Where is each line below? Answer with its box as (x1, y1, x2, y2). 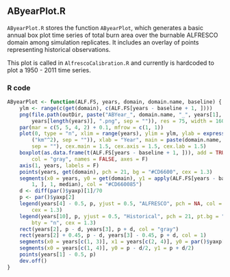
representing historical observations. (7, 45, 111, 53)
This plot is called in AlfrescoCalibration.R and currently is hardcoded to (7, 58, 214, 67)
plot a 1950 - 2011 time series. (7, 66, 91, 74)
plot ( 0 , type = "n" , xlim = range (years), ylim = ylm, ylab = (19, 130, 201, 137)
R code (7, 83, 31, 92)
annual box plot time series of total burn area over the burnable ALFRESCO (7, 31, 218, 39)
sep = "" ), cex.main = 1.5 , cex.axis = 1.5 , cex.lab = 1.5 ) (31, 143, 207, 150)
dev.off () (19, 257, 48, 264)
